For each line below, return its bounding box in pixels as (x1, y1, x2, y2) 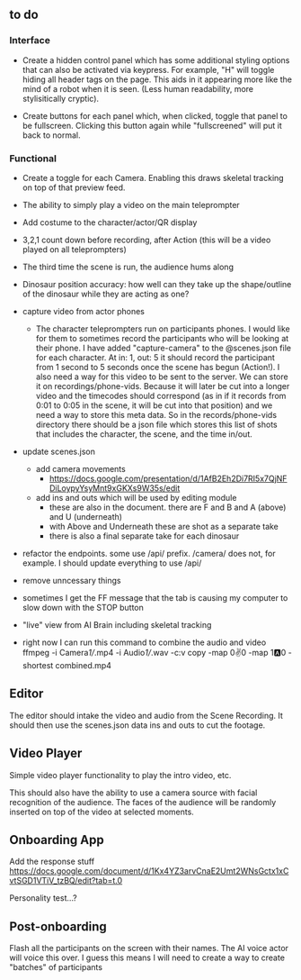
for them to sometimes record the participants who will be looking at (35, 332, 289, 343)
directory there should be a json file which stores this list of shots (35, 419, 278, 430)
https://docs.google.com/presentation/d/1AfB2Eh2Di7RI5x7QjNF (49, 473, 288, 484)
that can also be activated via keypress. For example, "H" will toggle (22, 64, 275, 75)
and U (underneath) (49, 511, 123, 522)
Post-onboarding (9, 919, 108, 934)
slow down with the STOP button (22, 602, 144, 612)
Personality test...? (9, 893, 78, 903)
